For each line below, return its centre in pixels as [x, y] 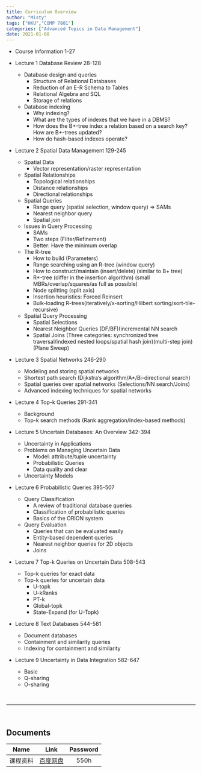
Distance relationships [60, 188]
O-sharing [36, 684]
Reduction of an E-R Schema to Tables [81, 87]
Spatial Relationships [50, 175]
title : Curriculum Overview [41, 12]
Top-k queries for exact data [59, 574]
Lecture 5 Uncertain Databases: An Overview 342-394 [83, 432]
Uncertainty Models [48, 476]
